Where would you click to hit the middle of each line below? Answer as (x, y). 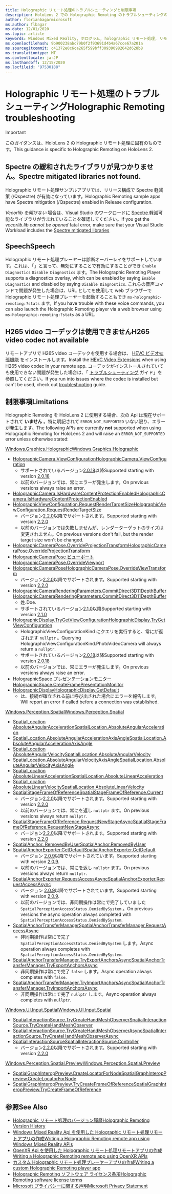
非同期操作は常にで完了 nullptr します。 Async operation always (88, 994)
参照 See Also (26, 1107)
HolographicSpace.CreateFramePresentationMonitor (68, 685)
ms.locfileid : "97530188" (33, 67)
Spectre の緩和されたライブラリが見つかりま (76, 167)
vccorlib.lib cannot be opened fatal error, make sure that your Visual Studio (84, 225)
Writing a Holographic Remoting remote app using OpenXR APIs (80, 1156)
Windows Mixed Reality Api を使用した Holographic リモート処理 (81, 1132)
